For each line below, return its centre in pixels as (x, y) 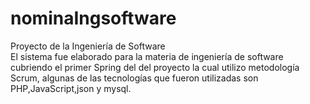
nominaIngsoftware (93, 18)
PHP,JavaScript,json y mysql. (71, 88)
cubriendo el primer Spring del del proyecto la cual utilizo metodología (155, 67)
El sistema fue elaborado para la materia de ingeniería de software (147, 56)
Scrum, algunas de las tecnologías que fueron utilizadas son (134, 78)
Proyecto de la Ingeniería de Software (88, 46)
